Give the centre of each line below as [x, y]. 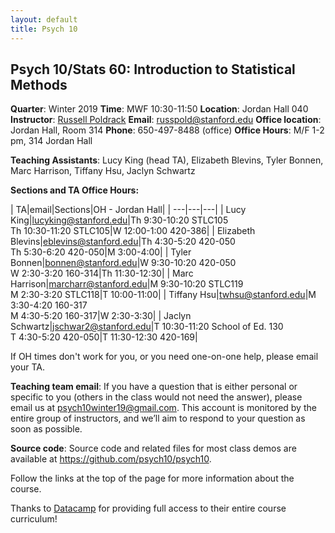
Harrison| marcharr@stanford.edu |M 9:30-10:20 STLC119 [127, 284]
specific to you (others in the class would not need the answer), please [156, 397]
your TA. [28, 367]
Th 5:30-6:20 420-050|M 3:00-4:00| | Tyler [101, 252]
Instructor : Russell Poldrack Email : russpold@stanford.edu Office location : [166, 120]
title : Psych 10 [44, 29]
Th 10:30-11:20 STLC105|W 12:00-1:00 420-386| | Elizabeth [133, 231]
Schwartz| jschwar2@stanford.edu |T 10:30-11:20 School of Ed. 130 [147, 327]
